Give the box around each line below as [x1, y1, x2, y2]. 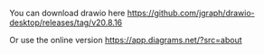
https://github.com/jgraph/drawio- [127, 8, 255, 18]
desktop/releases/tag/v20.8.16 [9, 17, 123, 28]
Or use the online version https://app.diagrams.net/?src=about [9, 35, 242, 45]
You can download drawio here [9, 8, 126, 18]
